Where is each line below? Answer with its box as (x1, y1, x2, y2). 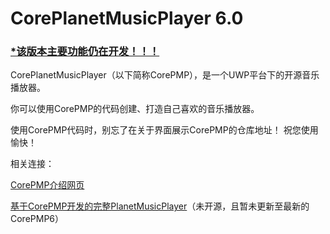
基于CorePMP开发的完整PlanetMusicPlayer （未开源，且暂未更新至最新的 (10, 200, 310, 212)
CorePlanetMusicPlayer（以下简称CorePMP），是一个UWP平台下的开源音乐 (10, 69, 320, 81)
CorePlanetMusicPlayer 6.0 (10, 7, 244, 30)
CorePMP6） (10, 213, 65, 225)
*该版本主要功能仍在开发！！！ (10, 45, 160, 59)
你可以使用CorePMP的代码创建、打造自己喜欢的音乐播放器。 (10, 103, 260, 115)
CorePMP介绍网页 (10, 179, 85, 191)
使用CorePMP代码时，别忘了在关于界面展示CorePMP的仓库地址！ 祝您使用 (10, 124, 319, 136)
